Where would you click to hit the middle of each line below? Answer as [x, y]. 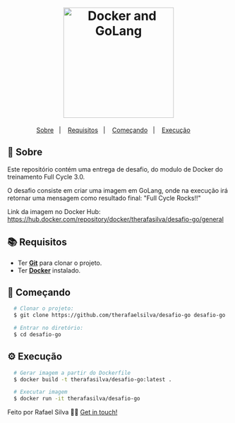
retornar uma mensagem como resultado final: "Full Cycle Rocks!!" [104, 198]
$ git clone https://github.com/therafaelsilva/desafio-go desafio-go [120, 315]
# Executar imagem [41, 392]
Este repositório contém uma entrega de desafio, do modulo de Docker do [115, 169]
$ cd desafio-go [37, 335]
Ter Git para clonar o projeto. [60, 263]
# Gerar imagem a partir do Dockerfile [72, 373]
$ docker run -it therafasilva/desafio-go [77, 399]
